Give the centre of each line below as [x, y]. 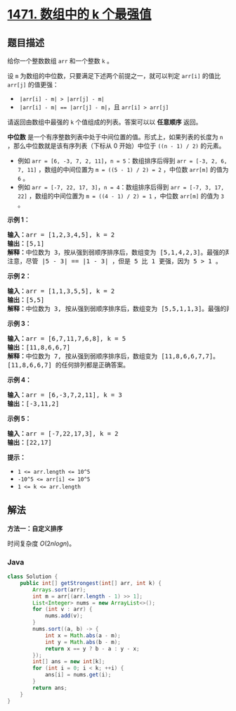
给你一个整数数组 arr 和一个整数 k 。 [60, 61]
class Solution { [33, 577]
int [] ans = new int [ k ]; [69, 662]
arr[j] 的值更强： [33, 84]
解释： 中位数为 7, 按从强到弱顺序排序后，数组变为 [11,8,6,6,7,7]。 [113, 356]
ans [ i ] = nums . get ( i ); [78, 675]
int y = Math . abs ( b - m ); [83, 642]
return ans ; [50, 688]
